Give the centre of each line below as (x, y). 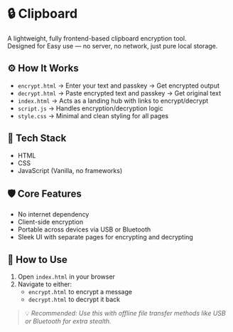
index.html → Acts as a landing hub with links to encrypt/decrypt (113, 100)
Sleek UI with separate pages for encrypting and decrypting (105, 237)
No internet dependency (53, 214)
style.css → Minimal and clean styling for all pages (93, 115)
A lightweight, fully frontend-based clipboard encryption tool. (97, 38)
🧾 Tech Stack (37, 139)
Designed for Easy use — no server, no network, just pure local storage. (113, 46)
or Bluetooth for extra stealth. (68, 321)
